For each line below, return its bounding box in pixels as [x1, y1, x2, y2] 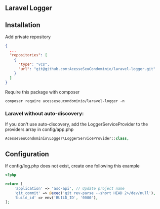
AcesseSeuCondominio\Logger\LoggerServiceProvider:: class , [5, 136, 129, 141]
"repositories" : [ [9, 52, 48, 57]
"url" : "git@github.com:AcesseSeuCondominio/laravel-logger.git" [18, 66, 156, 71]
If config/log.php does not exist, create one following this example [5, 163, 140, 169]
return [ [5, 181, 23, 186]
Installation [5, 21, 40, 29]
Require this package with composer [5, 89, 80, 95]
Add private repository [5, 34, 51, 40]
